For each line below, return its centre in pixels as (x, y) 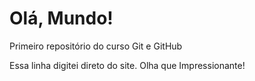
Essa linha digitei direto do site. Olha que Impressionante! (127, 65)
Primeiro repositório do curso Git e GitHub (96, 46)
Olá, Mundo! (61, 18)
